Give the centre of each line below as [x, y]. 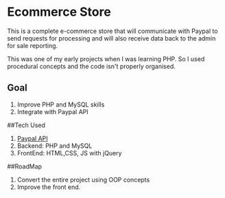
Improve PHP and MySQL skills [61, 104]
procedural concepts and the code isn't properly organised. [92, 66]
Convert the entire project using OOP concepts [83, 179]
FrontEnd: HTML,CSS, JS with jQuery [69, 153]
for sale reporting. [33, 45]
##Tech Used [26, 125]
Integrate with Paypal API [53, 111]
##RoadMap [25, 166]
